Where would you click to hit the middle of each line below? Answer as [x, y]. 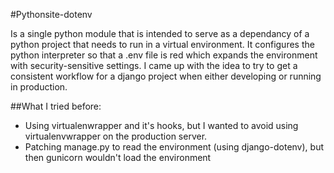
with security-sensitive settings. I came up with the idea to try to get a [154, 65]
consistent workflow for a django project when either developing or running [166, 76]
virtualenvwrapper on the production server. [116, 136]
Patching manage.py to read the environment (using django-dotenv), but [174, 147]
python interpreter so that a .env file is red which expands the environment [164, 55]
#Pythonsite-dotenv [51, 14]
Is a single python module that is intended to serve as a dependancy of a [160, 33]
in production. [39, 87]
